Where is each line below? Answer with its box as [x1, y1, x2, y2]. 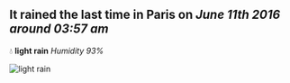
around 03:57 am [9, 22, 109, 37]
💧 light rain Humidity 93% [9, 45, 104, 56]
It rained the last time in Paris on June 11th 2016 [9, 7, 281, 23]
